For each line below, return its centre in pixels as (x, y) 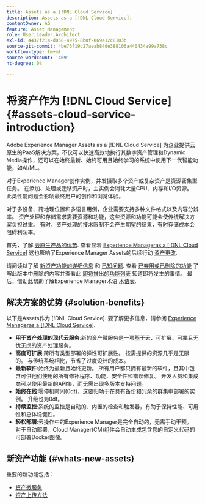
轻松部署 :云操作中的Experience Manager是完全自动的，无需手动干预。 (103, 422)
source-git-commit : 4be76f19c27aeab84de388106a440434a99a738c (87, 47)
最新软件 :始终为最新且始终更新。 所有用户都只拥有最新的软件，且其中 (102, 369)
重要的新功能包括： (31, 475)
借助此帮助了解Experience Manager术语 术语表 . (77, 281)
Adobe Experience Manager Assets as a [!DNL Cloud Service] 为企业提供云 (101, 145)
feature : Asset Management (41, 29)
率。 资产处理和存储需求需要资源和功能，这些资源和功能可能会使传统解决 (98, 217)
